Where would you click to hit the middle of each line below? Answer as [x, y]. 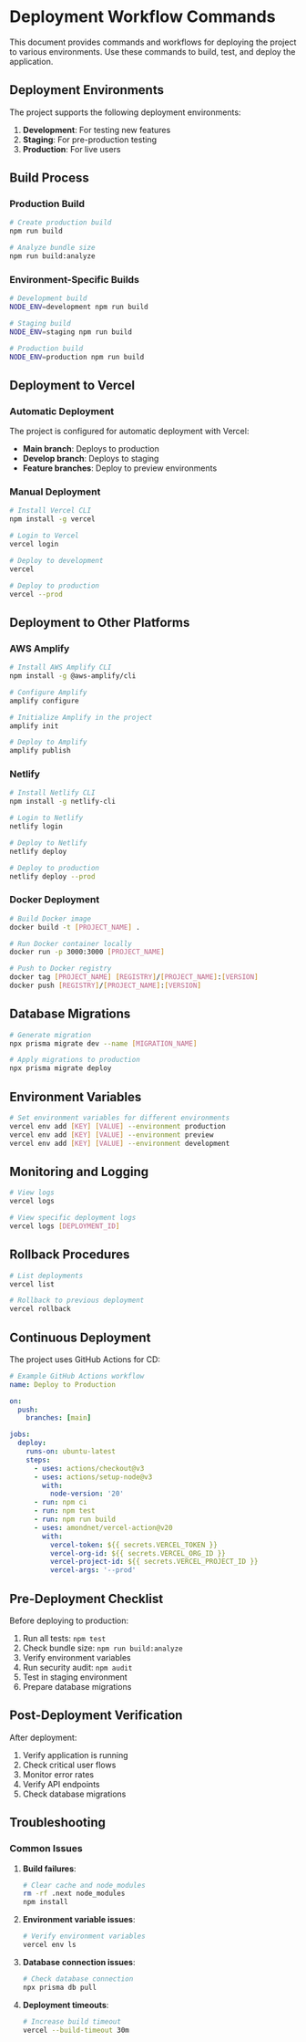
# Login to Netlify [46, 818]
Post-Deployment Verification [96, 1716]
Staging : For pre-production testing [90, 140]
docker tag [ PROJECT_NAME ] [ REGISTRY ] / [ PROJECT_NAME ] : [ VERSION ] [134, 977]
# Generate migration [51, 1035]
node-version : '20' [87, 1494]
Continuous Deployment [80, 1337]
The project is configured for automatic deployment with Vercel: [129, 432]
